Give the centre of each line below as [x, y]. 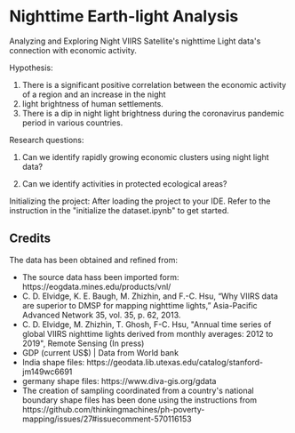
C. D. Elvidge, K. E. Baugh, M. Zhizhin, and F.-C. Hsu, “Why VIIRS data [150, 296]
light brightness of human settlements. [93, 103]
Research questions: [47, 140]
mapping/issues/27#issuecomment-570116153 [107, 419]
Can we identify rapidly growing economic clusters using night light [145, 156]
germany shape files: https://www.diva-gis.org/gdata [119, 381]
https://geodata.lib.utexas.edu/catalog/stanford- [175, 362]
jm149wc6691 [47, 372]
